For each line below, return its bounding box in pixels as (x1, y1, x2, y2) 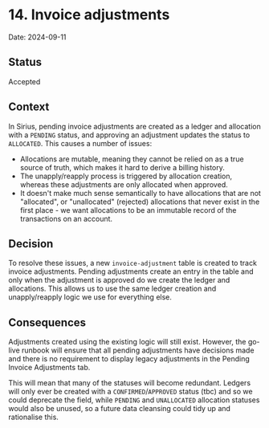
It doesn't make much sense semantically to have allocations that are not (19, 188, 261, 198)
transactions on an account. (19, 214, 113, 223)
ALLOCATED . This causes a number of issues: (8, 138, 153, 148)
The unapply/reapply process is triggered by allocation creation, (19, 171, 233, 181)
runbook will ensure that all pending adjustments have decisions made (21, 345, 255, 355)
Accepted (8, 76, 41, 86)
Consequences (8, 316, 87, 329)
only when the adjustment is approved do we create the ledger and (8, 275, 230, 285)
